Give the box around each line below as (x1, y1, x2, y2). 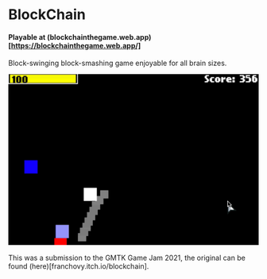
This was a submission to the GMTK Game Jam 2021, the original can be (8, 253, 246, 263)
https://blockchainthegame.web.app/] (10, 41, 141, 50)
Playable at (8, 32, 46, 41)
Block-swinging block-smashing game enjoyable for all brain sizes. (8, 58, 227, 68)
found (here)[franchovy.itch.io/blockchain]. (8, 262, 149, 271)
